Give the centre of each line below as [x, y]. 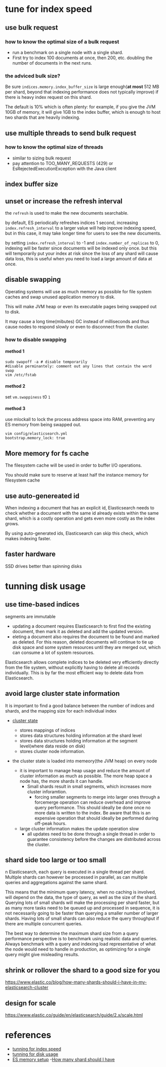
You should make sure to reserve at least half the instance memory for [77, 475]
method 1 [15, 351]
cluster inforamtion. [47, 792]
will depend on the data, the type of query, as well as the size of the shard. [81, 898]
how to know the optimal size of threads [54, 147]
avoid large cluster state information [62, 694]
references [28, 1035]
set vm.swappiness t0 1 [28, 397]
